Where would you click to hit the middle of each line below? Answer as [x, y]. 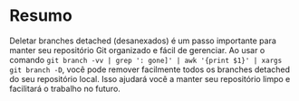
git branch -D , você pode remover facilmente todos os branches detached [150, 69]
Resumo [41, 16]
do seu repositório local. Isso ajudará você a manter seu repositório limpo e [150, 78]
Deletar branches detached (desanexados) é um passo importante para [143, 41]
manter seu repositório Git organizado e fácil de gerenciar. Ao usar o [137, 50]
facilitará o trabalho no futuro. [65, 88]
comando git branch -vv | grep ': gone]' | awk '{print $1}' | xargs [146, 60]
